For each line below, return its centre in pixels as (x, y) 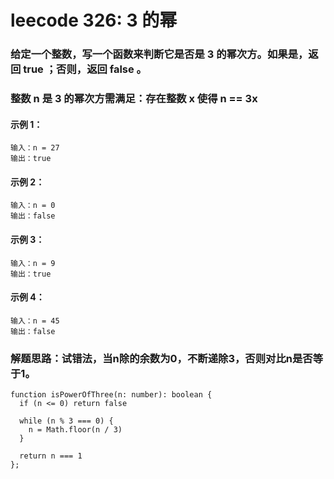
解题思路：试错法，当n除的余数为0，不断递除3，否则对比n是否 (161, 358)
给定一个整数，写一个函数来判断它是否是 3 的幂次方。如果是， (159, 54)
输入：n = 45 (35, 321)
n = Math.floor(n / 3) (75, 430)
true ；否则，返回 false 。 (85, 69)
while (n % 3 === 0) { (66, 421)
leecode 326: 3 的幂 (94, 20)
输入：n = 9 (33, 263)
